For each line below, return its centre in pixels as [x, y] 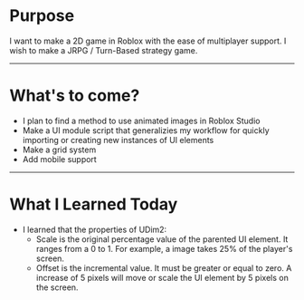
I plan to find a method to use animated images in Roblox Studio [141, 121]
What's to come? [75, 96]
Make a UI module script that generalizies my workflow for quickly [146, 130]
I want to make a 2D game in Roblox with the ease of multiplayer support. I [148, 41]
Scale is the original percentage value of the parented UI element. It [162, 239]
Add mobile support [59, 159]
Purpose [42, 16]
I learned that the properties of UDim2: [95, 229]
